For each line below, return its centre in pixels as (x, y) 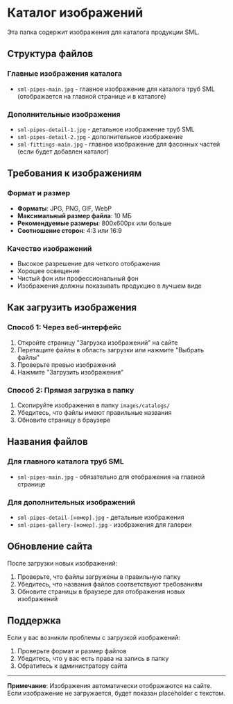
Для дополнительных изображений (71, 502)
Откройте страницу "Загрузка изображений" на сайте (97, 343)
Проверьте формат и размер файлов (72, 650)
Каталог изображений (75, 13)
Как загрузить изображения (72, 308)
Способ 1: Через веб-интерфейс (64, 327)
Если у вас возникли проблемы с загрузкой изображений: (94, 637)
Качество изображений (50, 248)
